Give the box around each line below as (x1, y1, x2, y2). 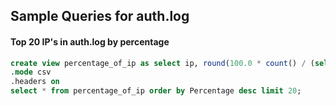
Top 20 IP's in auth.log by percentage (10, 35, 170, 48)
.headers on (10, 77, 60, 87)
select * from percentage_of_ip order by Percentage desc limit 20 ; (10, 86, 302, 96)
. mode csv (10, 67, 52, 78)
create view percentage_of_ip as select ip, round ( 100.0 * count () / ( (10, 58, 315, 68)
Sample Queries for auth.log (10, 8, 190, 25)
